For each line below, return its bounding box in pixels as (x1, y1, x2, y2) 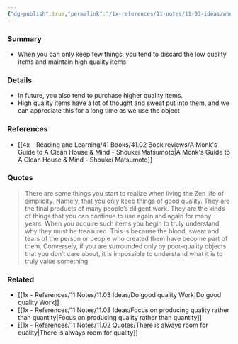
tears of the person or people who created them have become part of (24, 234, 228, 243)
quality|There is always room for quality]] (17, 328, 138, 337)
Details (7, 75, 33, 85)
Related (7, 274, 35, 284)
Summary (7, 33, 42, 43)
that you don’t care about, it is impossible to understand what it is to (24, 249, 223, 257)
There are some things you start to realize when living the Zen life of (24, 189, 225, 197)
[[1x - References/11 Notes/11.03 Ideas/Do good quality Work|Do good (17, 291, 222, 299)
